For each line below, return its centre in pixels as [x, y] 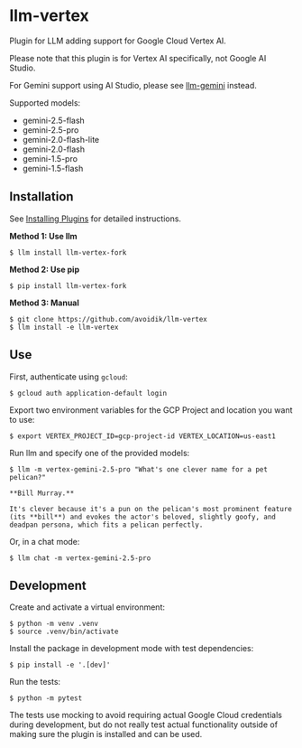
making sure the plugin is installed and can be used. [106, 734]
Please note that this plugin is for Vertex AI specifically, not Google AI [138, 58]
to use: [22, 419]
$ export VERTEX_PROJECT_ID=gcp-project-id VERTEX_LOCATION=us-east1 [143, 436]
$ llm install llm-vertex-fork [68, 252]
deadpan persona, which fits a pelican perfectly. [106, 525]
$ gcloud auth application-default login [88, 393]
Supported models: [45, 103]
